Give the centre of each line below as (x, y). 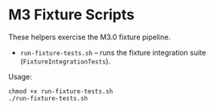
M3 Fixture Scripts (72, 15)
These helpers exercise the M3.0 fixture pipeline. (90, 37)
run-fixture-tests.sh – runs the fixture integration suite (113, 52)
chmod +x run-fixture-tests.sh (61, 91)
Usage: (20, 76)
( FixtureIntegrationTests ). (65, 61)
